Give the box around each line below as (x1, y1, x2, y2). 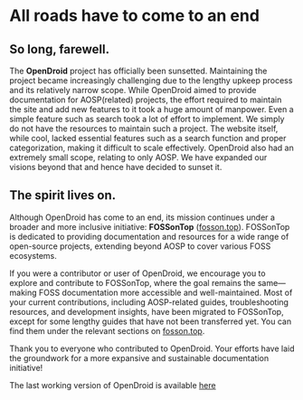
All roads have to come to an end (9, 5, 260, 26)
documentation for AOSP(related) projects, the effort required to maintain (9, 94, 282, 105)
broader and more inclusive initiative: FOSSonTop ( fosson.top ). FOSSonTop (9, 221, 290, 232)
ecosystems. (9, 250, 57, 261)
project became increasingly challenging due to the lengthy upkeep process (9, 75, 293, 86)
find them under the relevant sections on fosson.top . (9, 325, 205, 336)
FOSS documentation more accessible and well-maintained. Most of (38, 287, 293, 298)
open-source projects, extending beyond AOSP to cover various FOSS (9, 241, 271, 252)
